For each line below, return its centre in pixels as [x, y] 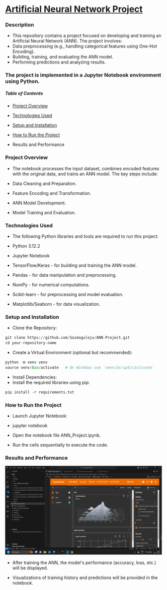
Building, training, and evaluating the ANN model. [63, 57]
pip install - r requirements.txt [40, 392]
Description [20, 25]
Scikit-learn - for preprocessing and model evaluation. [68, 294]
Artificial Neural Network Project [74, 9]
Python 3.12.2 [26, 246]
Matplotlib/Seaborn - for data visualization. [56, 304]
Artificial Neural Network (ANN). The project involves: [67, 41]
